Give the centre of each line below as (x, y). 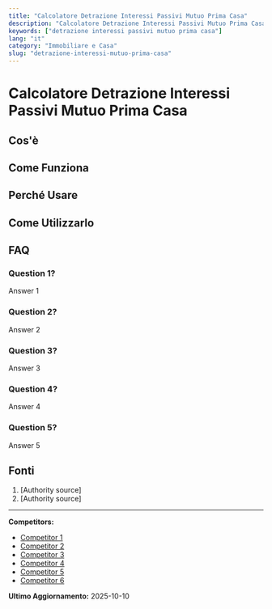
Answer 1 (23, 291)
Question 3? (33, 350)
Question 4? (33, 389)
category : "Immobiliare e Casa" (63, 46)
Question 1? (32, 273)
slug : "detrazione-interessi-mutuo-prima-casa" (90, 53)
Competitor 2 (42, 546)
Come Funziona (49, 168)
